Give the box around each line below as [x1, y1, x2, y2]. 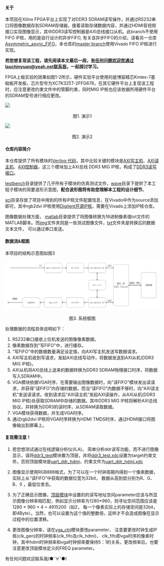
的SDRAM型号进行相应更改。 [5, 92, 64, 98]
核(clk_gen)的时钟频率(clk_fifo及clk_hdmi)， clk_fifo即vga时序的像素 [12, 533, 150, 538]
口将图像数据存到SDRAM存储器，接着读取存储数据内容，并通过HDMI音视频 [5, 23, 157, 29]
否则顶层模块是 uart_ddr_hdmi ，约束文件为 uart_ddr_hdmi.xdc [21, 458, 143, 464]
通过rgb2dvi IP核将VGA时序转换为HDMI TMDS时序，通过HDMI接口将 [12, 416, 151, 422]
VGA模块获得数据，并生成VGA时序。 [12, 410, 86, 416]
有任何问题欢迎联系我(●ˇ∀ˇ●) [5, 556, 67, 562]
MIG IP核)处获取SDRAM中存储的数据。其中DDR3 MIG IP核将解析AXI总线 [12, 397, 158, 403]
